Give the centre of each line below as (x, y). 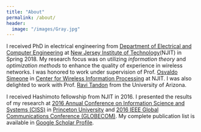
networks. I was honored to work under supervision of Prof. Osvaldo (92, 72)
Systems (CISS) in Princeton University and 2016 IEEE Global (83, 109)
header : (16, 23)
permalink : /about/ (31, 18)
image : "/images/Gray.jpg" (46, 29)
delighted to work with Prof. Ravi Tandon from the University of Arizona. (97, 85)
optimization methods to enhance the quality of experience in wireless (94, 66)
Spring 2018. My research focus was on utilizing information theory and (96, 59)
